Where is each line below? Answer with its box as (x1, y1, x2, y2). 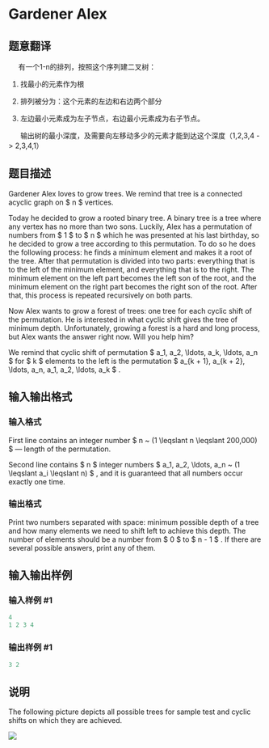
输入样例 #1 (8, 595, 53, 606)
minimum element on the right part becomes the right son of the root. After (8, 281, 258, 291)
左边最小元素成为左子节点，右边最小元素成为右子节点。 (19, 114, 204, 123)
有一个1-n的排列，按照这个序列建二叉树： (18, 62, 157, 71)
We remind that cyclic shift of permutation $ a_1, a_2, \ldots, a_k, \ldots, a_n (8, 347, 258, 357)
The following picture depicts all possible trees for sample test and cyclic (8, 707, 251, 716)
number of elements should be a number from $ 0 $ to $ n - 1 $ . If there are (8, 535, 262, 544)
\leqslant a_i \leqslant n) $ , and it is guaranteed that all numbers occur (8, 468, 244, 478)
